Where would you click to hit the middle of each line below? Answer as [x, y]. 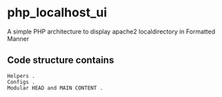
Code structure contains [61, 60]
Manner [18, 38]
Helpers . [21, 76]
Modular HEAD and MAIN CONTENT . [55, 88]
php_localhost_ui [57, 13]
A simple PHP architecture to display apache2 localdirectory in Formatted [111, 31]
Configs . [21, 82]
